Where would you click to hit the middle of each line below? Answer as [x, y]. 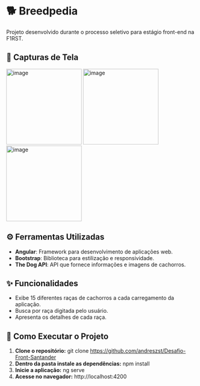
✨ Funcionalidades [42, 283]
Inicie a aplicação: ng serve [50, 370]
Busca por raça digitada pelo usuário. [61, 311]
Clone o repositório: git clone [52, 351]
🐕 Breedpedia [42, 11]
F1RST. [15, 38]
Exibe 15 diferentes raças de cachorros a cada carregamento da [95, 298]
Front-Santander [36, 358]
